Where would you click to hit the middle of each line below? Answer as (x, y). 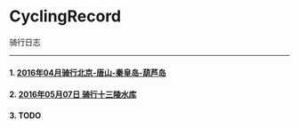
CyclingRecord (65, 16)
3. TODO (25, 115)
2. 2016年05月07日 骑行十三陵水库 (73, 94)
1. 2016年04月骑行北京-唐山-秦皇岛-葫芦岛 (88, 72)
